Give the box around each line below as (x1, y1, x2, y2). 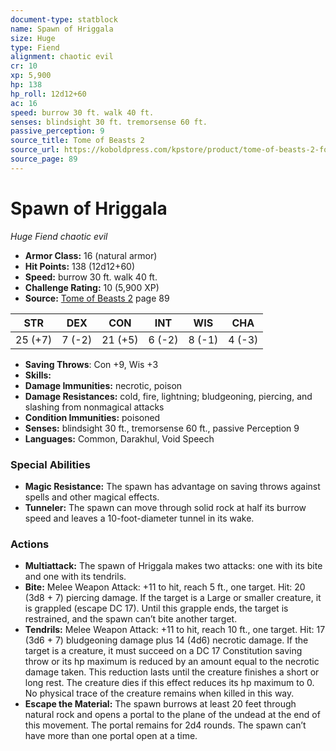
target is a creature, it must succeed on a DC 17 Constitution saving (24, 645, 303, 657)
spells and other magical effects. (24, 491, 160, 503)
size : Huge (10, 33, 56, 43)
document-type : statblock (10, 14, 118, 25)
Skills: (24, 369, 52, 381)
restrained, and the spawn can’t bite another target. (24, 613, 238, 625)
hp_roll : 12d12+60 (10, 89, 87, 99)
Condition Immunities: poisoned (24, 411, 161, 423)
